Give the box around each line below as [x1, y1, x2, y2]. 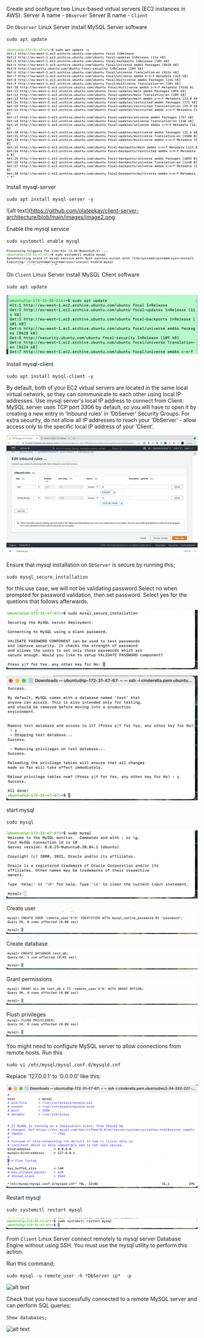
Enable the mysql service [6, 225, 70, 232]
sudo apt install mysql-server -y [6, 196, 94, 202]
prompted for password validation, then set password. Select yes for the [6, 591, 187, 598]
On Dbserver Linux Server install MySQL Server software [6, 24, 148, 30]
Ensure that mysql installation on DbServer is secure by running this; [6, 561, 175, 568]
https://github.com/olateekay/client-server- [30, 207, 139, 214]
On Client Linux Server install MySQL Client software [6, 271, 140, 278]
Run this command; [6, 1260, 55, 1267]
